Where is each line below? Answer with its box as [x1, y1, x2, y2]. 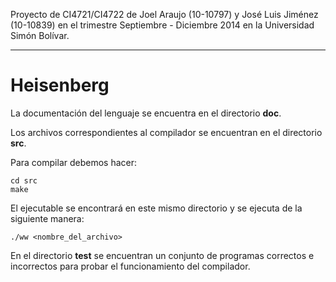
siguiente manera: [10, 212, 85, 224]
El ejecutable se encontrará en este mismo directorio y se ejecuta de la [10, 202, 303, 214]
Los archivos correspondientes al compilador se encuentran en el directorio [10, 126, 323, 138]
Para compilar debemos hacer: [10, 156, 138, 168]
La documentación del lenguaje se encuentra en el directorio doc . [10, 107, 282, 119]
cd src [10, 175, 38, 186]
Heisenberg [10, 74, 110, 97]
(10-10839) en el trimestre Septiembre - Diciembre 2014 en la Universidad [10, 19, 315, 31]
